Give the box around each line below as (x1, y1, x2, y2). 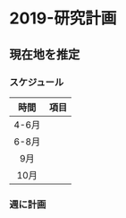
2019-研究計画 (9, 8, 117, 29)
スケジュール (9, 75, 64, 88)
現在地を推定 (9, 47, 80, 62)
